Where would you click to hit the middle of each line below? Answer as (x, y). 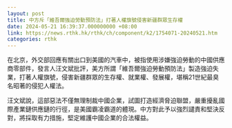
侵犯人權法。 (49, 86)
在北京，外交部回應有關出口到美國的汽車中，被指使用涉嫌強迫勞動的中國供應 (116, 60)
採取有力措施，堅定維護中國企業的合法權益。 (89, 118)
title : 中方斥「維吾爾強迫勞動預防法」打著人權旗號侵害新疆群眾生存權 (95, 20)
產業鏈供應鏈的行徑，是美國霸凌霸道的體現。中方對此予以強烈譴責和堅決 (116, 109)
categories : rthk (32, 39)
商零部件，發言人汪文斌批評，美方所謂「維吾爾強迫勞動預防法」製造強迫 (110, 68)
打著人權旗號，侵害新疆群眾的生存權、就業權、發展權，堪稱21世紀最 (116, 77)
